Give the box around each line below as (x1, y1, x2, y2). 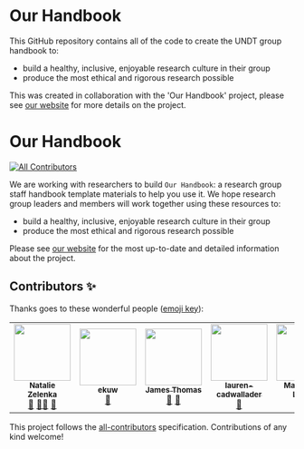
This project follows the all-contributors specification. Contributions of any (9, 421, 288, 432)
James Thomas (145, 385, 202, 395)
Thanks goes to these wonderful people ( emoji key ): (9, 303, 204, 314)
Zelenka (26, 389, 58, 399)
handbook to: (9, 44, 59, 55)
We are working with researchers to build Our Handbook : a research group (9, 179, 282, 190)
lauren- (224, 380, 253, 390)
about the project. (9, 252, 76, 263)
